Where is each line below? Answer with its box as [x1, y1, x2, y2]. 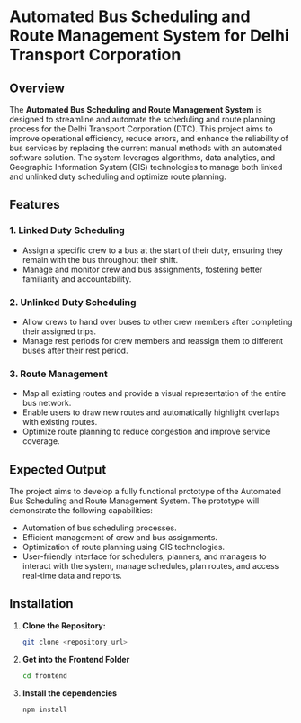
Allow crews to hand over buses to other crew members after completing [22, 316, 293, 327]
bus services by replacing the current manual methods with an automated [9, 142, 283, 153]
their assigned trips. [22, 326, 97, 337]
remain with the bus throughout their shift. [22, 254, 179, 265]
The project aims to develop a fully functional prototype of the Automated [9, 486, 281, 497]
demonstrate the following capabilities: [9, 505, 153, 516]
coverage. [22, 436, 60, 447]
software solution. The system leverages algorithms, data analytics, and [9, 152, 276, 163]
